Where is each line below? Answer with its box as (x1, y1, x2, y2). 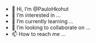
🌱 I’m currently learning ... (11, 18, 74, 24)
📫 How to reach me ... (11, 31, 66, 37)
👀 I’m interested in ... (11, 12, 61, 19)
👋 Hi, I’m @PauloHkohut (11, 6, 69, 12)
